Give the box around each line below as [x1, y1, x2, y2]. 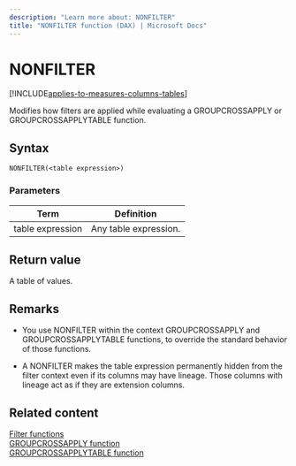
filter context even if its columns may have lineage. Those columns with [21, 371, 283, 381]
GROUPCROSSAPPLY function [9, 438, 121, 448]
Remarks [9, 302, 60, 317]
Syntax [9, 141, 49, 156]
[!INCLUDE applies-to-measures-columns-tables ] [9, 88, 188, 99]
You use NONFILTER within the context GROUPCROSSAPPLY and [21, 325, 261, 336]
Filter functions [9, 428, 65, 439]
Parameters [9, 185, 60, 197]
